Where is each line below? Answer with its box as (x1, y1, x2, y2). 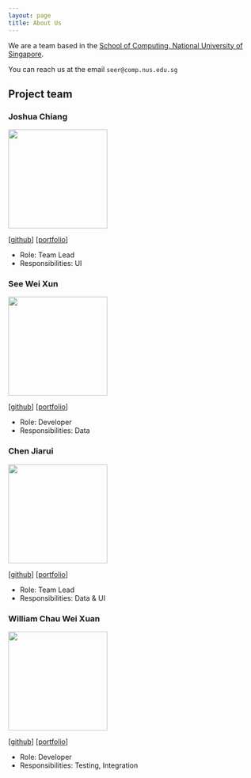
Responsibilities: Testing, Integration (19, 761, 139, 770)
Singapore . (8, 49, 44, 59)
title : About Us (8, 19, 62, 27)
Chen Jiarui (8, 446, 54, 457)
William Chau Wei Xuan (8, 613, 101, 624)
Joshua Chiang (8, 111, 68, 122)
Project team (8, 87, 73, 101)
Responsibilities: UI (19, 259, 82, 268)
